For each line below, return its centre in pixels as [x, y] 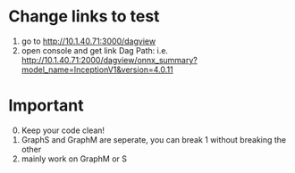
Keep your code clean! [63, 130]
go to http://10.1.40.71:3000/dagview [88, 41]
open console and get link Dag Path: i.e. [95, 50]
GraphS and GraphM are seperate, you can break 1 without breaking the [154, 139]
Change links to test [84, 16]
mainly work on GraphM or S [74, 159]
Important [46, 106]
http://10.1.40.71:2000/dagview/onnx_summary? [109, 60]
